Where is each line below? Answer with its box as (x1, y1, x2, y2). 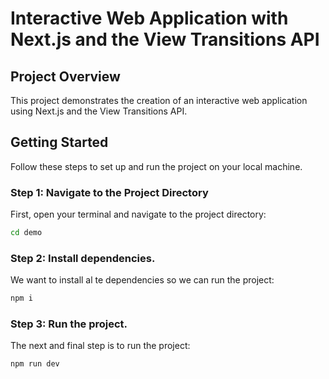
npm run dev (10, 359, 60, 369)
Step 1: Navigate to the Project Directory (10, 185, 209, 199)
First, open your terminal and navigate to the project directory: (10, 208, 267, 221)
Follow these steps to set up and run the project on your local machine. (10, 160, 303, 172)
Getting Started (10, 134, 109, 151)
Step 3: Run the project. (10, 317, 128, 331)
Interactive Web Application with (10, 7, 289, 30)
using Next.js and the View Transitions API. (10, 105, 188, 117)
